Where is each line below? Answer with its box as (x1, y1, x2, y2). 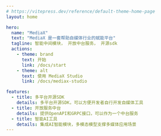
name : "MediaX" (11, 30, 48, 35)
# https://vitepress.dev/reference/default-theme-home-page (6, 8, 156, 15)
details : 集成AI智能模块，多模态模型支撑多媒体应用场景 (16, 121, 137, 127)
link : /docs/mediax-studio (21, 78, 87, 84)
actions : (11, 46, 33, 52)
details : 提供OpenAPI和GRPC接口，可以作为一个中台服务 (16, 110, 139, 116)
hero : (6, 24, 19, 30)
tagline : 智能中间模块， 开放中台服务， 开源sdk (11, 41, 118, 46)
